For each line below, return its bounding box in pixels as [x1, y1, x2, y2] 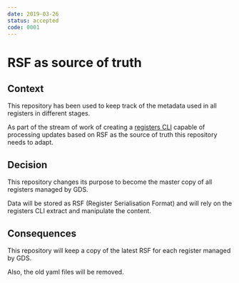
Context [7, 83, 44, 95]
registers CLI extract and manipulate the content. [7, 207, 151, 215]
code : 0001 [7, 24, 40, 31]
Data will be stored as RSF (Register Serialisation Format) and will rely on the [7, 199, 233, 207]
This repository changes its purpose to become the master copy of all [7, 177, 213, 186]
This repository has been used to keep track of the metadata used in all [7, 101, 218, 110]
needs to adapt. [7, 138, 54, 147]
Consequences [7, 227, 77, 240]
